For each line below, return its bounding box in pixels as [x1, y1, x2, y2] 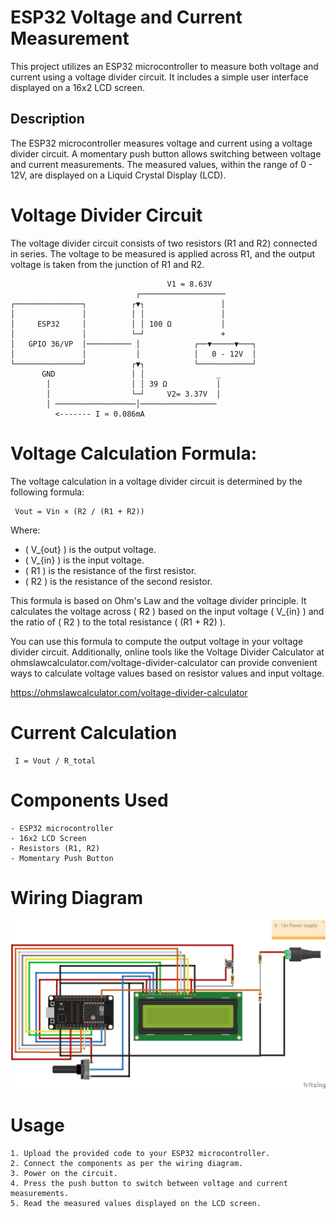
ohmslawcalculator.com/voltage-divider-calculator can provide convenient [10, 656, 318, 668]
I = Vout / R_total [14, 756, 97, 766]
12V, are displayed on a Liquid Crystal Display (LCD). [10, 169, 227, 181]
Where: [10, 524, 41, 536]
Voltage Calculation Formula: [10, 442, 257, 465]
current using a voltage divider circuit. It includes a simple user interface [10, 71, 309, 83]
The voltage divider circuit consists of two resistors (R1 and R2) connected [10, 237, 318, 249]
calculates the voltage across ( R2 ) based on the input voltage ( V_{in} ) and [10, 605, 325, 617]
